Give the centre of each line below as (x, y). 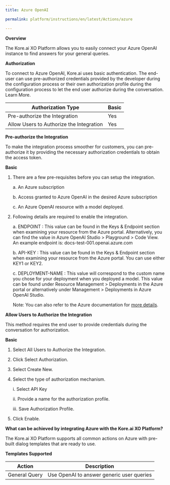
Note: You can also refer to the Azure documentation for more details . (86, 305)
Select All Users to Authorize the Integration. (59, 350)
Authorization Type (55, 107)
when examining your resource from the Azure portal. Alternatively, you (87, 232)
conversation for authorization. (38, 330)
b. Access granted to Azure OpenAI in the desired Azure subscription (85, 197)
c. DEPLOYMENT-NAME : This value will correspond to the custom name (89, 273)
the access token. (24, 157)
